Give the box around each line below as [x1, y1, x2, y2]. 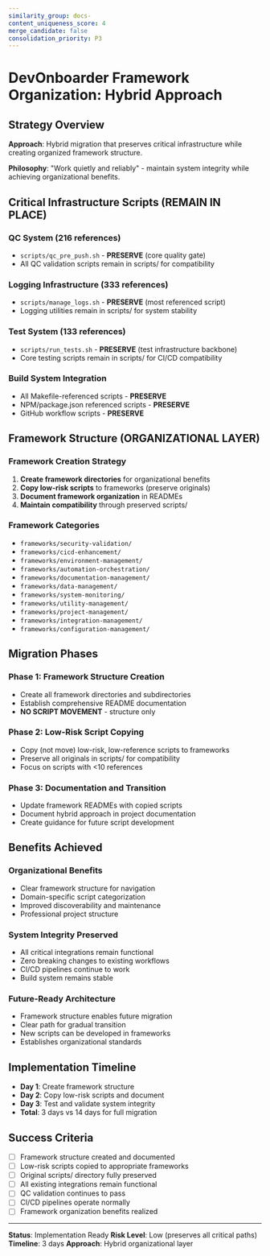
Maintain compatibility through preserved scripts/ [19, 500, 188, 510]
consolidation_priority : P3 [8, 34, 103, 43]
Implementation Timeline [8, 1060, 137, 1074]
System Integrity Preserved [8, 929, 119, 940]
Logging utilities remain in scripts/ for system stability [19, 306, 198, 316]
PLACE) [8, 208, 47, 221]
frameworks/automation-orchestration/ [19, 565, 150, 573]
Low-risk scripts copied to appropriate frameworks [19, 1161, 189, 1171]
